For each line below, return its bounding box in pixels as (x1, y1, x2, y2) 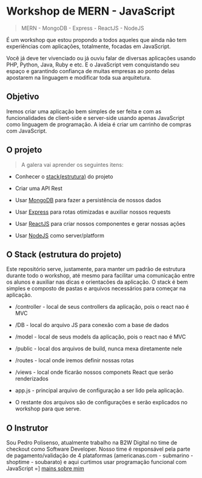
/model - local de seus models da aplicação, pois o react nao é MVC (15, 333, 186, 340)
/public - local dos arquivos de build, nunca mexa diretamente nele (15, 345, 183, 353)
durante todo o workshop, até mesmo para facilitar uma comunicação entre (6, 272, 195, 279)
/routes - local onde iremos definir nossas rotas (15, 357, 135, 364)
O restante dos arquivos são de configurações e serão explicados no (15, 399, 188, 406)
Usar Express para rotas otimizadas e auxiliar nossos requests (15, 208, 171, 216)
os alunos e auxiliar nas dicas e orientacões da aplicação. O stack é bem (6, 278, 188, 286)
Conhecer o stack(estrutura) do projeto (15, 172, 113, 180)
